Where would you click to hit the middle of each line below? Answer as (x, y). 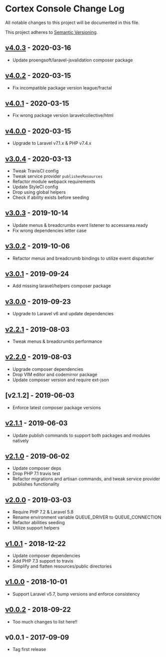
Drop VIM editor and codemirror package (55, 374)
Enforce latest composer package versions (56, 407)
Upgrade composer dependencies (48, 369)
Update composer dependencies (46, 556)
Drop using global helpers (39, 192)
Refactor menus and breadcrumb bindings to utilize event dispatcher (83, 258)
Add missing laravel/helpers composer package (61, 286)
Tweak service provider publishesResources (57, 176)
